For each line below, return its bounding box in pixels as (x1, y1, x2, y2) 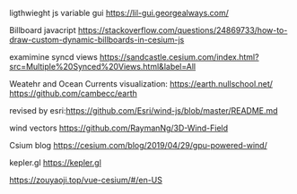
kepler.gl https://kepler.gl (9, 157, 101, 168)
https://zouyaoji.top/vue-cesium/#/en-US (9, 174, 163, 185)
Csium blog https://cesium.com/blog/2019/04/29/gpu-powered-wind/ (9, 140, 267, 150)
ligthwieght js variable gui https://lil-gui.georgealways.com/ (9, 8, 229, 18)
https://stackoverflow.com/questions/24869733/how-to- (77, 25, 288, 35)
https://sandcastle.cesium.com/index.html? (100, 52, 259, 62)
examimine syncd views (9, 52, 99, 62)
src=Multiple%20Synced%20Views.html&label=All (9, 62, 196, 72)
